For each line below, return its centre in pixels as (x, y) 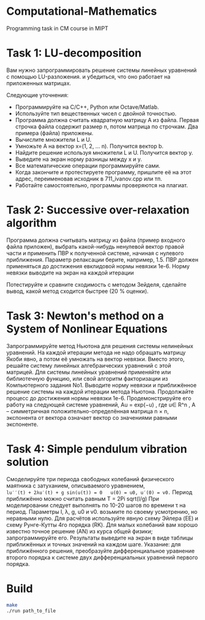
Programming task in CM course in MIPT (58, 28)
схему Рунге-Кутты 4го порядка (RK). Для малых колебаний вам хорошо (102, 525)
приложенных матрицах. (39, 83)
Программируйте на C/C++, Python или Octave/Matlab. (87, 107)
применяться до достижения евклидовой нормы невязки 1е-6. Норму (98, 266)
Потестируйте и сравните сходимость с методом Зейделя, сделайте (96, 284)
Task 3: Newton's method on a (85, 316)
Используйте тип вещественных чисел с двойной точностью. (96, 113)
